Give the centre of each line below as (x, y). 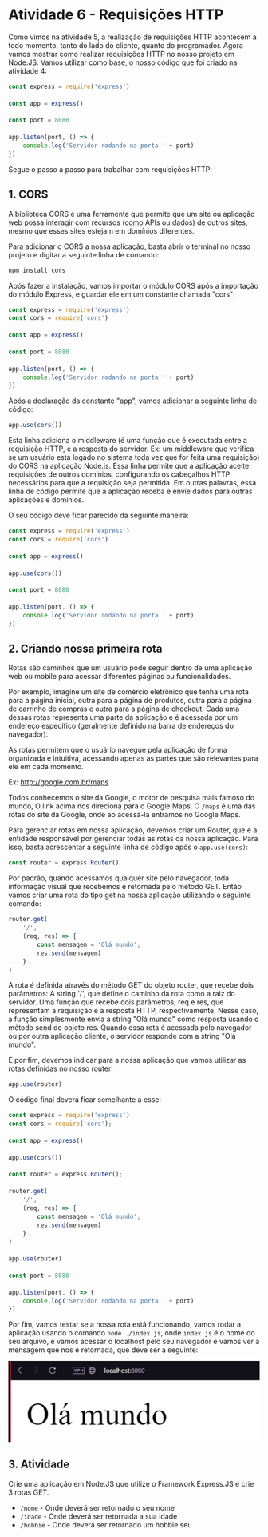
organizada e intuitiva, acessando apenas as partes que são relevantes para (133, 758)
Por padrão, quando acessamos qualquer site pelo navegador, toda (119, 878)
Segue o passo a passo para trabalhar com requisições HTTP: (110, 169)
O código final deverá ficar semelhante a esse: (85, 1100)
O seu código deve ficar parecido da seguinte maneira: (99, 515)
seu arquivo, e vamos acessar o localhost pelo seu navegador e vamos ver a (134, 1342)
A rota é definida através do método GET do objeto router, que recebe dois (131, 985)
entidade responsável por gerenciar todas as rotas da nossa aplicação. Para (133, 839)
